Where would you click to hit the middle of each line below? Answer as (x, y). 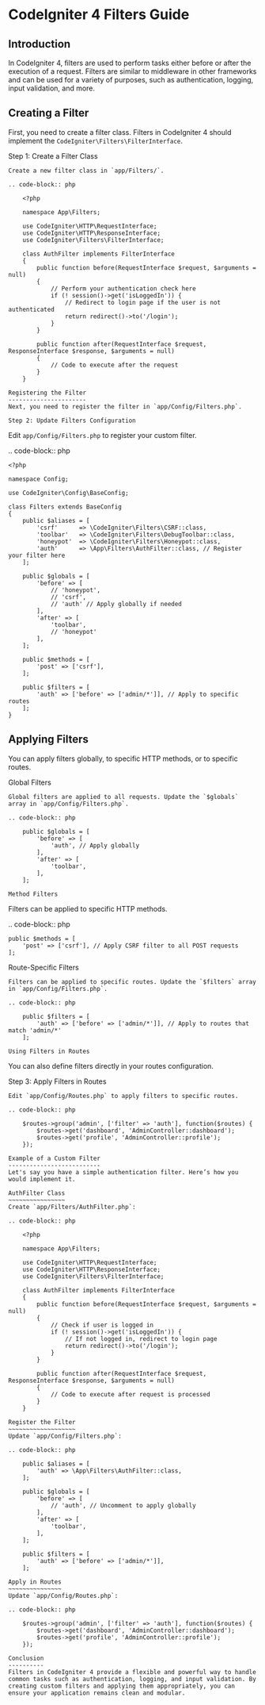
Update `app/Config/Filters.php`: (65, 1436)
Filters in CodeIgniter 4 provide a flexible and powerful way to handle (132, 1672)
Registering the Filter (47, 393)
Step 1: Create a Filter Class (53, 156)
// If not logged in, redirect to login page (141, 1338)
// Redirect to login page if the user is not (143, 302)
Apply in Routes (35, 1582)
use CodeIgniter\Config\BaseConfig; (68, 493)
